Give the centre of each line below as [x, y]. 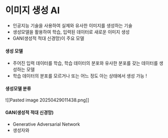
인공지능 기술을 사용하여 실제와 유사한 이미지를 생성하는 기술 [73, 25]
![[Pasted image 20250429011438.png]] [47, 100]
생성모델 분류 [18, 88]
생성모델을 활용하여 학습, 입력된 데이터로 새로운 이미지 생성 [71, 32]
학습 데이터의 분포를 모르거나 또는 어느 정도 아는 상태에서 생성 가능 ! [80, 76]
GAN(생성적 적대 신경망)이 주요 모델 [48, 38]
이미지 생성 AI [33, 10]
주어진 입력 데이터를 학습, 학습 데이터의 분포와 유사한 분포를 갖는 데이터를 [85, 63]
